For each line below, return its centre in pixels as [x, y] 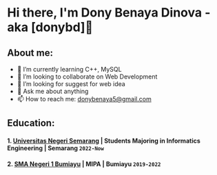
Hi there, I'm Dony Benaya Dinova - [109, 13]
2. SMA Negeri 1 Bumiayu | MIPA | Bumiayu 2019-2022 [84, 164]
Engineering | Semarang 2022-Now [56, 148]
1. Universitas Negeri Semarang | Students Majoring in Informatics [104, 141]
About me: [30, 53]
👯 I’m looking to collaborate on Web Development [87, 76]
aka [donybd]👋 [50, 27]
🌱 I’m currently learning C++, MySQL [69, 69]
